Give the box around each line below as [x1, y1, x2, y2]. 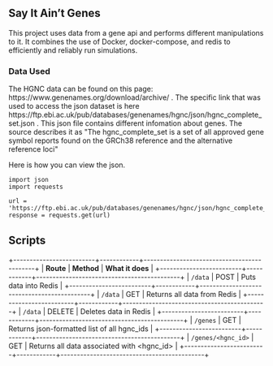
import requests [8, 183, 63, 192]
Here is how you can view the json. [8, 160, 126, 170]
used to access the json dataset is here [8, 101, 140, 111]
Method [71, 263, 100, 273]
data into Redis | [8, 280, 63, 291]
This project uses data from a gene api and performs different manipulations [8, 28, 264, 37]
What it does [105, 263, 149, 273]
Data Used [8, 65, 50, 76]
